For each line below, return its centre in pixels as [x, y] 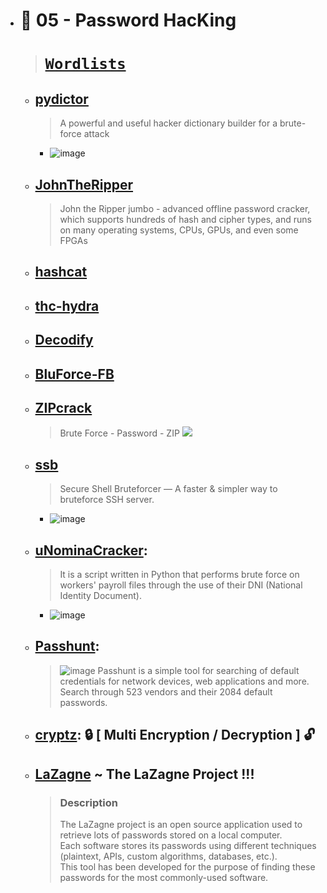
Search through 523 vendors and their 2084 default [166, 691]
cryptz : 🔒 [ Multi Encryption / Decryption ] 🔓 [175, 735]
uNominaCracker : [91, 550]
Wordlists [85, 64]
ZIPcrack [63, 407]
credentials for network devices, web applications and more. [184, 681]
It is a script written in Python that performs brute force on [179, 574]
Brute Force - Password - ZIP [119, 433]
